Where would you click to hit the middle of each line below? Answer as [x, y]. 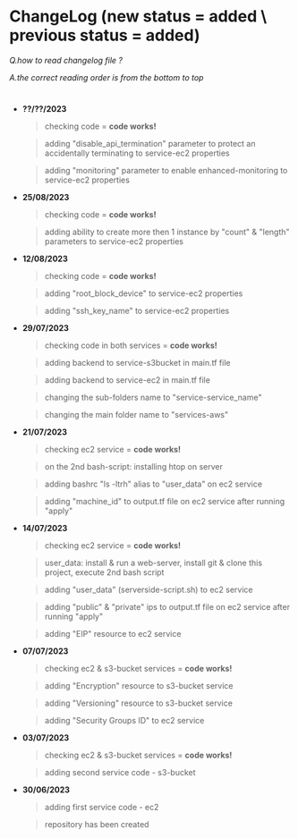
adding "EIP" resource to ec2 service [113, 634]
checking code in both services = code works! [131, 345]
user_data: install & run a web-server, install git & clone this [153, 563]
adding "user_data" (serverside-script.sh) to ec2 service [149, 590]
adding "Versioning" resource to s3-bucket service [138, 703]
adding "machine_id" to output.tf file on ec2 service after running [165, 502]
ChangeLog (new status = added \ [138, 17]
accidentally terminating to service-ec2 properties [137, 153]
